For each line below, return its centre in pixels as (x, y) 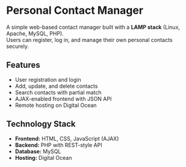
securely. (17, 46)
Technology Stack (41, 124)
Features (23, 65)
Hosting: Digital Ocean (43, 157)
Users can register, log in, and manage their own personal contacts (89, 40)
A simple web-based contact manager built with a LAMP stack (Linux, (93, 27)
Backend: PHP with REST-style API (58, 145)
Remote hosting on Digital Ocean (56, 105)
